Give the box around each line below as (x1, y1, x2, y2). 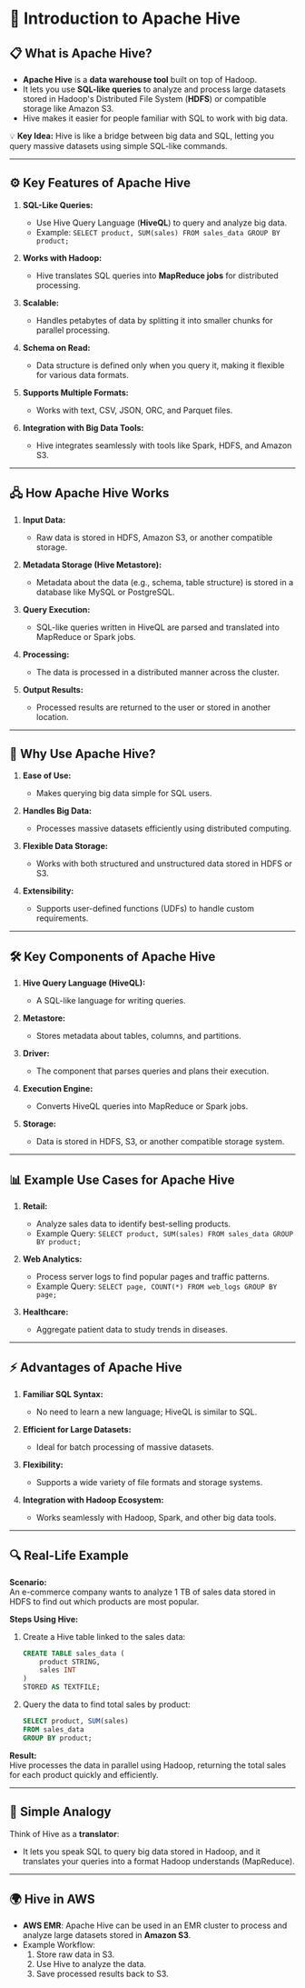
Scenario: (9, 1576, 47, 1587)
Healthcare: (22, 1306, 69, 1317)
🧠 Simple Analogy (9, 1804, 112, 1820)
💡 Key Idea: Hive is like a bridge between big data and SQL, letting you (9, 131, 274, 141)
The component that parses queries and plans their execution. (35, 1065, 270, 1076)
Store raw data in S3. (35, 1949, 115, 1960)
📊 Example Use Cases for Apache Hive (9, 1172, 235, 1187)
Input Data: (22, 514, 66, 525)
